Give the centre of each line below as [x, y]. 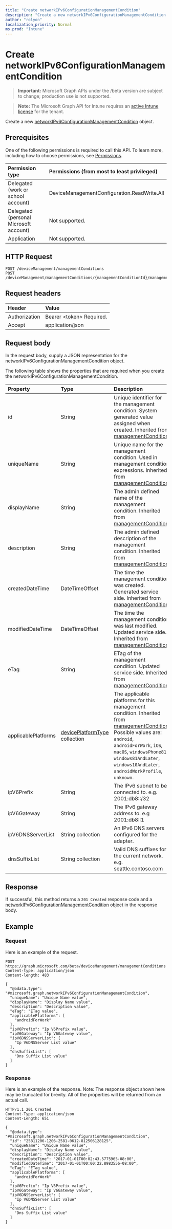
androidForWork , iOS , [138, 745]
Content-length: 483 [27, 975]
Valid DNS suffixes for [140, 850]
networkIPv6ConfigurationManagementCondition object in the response [81, 905]
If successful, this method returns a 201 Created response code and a [79, 900]
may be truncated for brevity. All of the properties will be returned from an [83, 1095]
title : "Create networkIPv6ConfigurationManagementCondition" [73, 10]
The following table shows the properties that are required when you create [85, 371]
